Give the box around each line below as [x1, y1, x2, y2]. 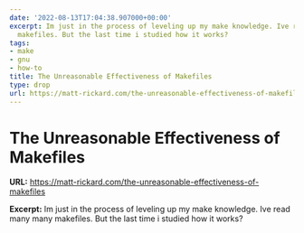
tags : [9, 38, 30, 48]
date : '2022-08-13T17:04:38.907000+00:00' [9, 13, 172, 23]
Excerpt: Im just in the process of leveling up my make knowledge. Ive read [9, 204, 291, 215]
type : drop [9, 80, 51, 89]
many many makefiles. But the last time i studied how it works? [9, 213, 243, 224]
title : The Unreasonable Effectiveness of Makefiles [9, 72, 213, 81]
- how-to [9, 64, 43, 73]
